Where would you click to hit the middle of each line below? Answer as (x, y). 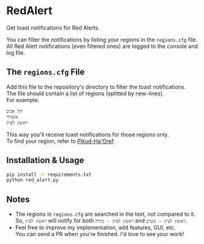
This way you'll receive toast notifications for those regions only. (88, 134)
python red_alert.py (33, 180)
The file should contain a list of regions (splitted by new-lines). (85, 93)
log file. (16, 52)
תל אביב (14, 111)
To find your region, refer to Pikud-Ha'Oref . (61, 141)
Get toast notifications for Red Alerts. (53, 28)
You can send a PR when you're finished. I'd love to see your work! (100, 234)
